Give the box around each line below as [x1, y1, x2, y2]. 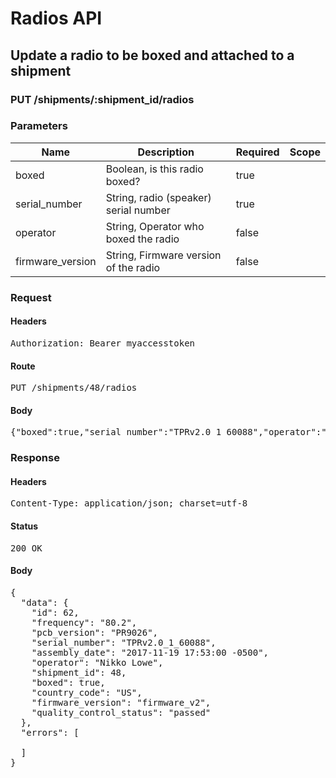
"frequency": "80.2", [31, 617, 138, 628]
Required [235, 145, 280, 159]
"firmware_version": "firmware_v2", [31, 697, 212, 708]
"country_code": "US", [31, 687, 143, 698]
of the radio [105, 260, 161, 274]
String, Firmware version [105, 248, 222, 262]
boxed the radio [105, 232, 180, 246]
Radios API [10, 7, 103, 30]
